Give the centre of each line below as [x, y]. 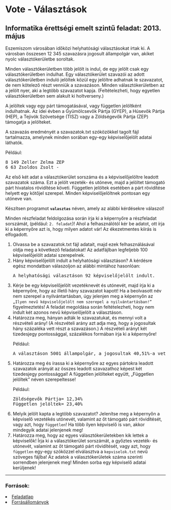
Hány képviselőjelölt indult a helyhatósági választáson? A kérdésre [82, 261]
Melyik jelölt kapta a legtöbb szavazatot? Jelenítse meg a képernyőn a [86, 414]
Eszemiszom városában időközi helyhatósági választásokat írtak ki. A [78, 48]
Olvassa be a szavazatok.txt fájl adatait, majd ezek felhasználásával [83, 244]
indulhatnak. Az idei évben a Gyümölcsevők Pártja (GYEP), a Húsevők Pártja [85, 111]
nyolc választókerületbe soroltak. [40, 59]
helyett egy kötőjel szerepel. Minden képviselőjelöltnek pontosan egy [78, 193]
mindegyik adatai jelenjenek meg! [48, 430]
